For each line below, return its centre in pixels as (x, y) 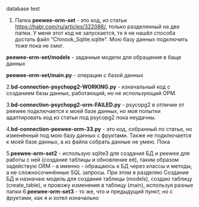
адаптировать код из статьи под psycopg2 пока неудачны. (81, 117)
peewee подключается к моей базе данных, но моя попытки (84, 111)
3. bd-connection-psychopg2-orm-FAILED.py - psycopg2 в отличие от (95, 105)
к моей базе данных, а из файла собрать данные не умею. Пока (88, 142)
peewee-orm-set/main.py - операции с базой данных (75, 75)
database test (23, 9)
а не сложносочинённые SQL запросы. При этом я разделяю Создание (98, 172)
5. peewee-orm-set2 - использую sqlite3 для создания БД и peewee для (98, 153)
